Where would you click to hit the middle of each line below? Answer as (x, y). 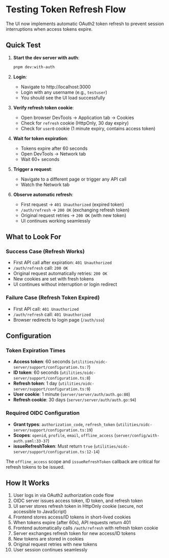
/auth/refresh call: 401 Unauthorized (52, 314)
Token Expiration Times (36, 350)
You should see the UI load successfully (63, 97)
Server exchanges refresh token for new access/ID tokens (74, 533)
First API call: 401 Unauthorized (46, 309)
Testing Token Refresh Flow (66, 9)
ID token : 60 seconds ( (37, 372)
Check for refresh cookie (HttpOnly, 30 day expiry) (75, 123)
